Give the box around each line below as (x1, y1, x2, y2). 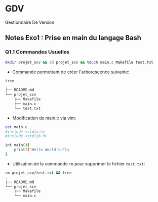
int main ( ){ (5, 143, 30, 148)
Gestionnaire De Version (5, 19, 55, 25)
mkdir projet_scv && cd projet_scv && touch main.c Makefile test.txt (5, 60, 154, 65)
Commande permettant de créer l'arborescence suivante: (12, 69, 130, 75)
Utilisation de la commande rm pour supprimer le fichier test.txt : (12, 160, 145, 166)
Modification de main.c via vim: (12, 115, 76, 121)
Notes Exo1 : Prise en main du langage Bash (5, 34, 142, 42)
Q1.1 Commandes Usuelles (5, 49, 70, 55)
